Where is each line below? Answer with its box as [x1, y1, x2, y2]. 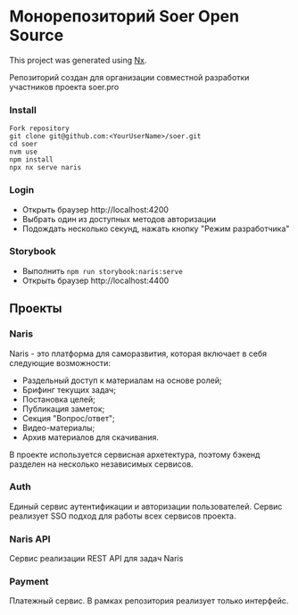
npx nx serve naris [9, 163, 82, 172]
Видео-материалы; [21, 422, 95, 433]
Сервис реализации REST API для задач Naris [9, 553, 184, 564]
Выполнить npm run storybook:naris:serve [21, 265, 183, 276]
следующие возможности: [9, 357, 112, 368]
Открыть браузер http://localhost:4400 [21, 275, 170, 286]
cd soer [9, 140, 38, 149]
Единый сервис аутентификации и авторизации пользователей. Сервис [9, 501, 283, 511]
